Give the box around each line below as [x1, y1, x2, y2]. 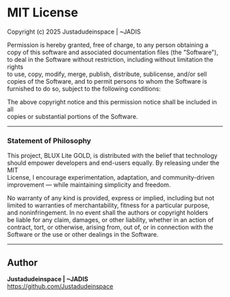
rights [7, 62, 24, 71]
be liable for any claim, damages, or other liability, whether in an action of [7, 216, 214, 224]
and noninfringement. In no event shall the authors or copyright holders [7, 209, 209, 217]
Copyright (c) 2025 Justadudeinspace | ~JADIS [7, 27, 141, 36]
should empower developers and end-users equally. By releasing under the [7, 159, 220, 167]
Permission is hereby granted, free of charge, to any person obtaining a [7, 40, 209, 49]
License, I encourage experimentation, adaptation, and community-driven [7, 174, 215, 182]
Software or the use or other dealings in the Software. [7, 230, 159, 239]
